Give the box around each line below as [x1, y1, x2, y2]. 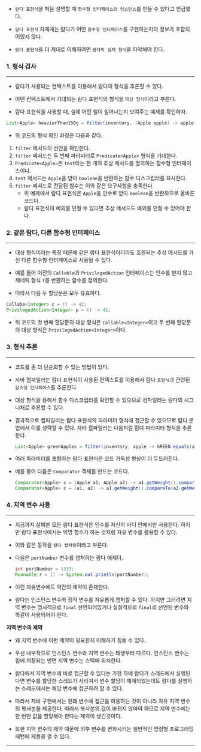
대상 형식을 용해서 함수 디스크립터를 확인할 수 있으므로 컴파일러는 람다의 [14, 396, 183, 404]
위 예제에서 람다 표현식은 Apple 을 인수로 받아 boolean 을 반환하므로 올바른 [23, 190, 195, 197]
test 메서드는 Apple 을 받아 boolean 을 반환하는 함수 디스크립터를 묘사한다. [14, 175, 187, 182]
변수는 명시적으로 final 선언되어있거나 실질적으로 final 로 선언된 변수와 [21, 604, 189, 611]
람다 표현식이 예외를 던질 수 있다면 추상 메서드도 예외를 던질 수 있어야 [23, 205, 185, 212]
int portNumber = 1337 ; [14, 566, 75, 572]
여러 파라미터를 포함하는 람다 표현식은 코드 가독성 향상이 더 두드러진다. [14, 455, 179, 462]
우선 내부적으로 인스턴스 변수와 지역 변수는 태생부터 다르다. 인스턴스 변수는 [14, 649, 190, 656]
